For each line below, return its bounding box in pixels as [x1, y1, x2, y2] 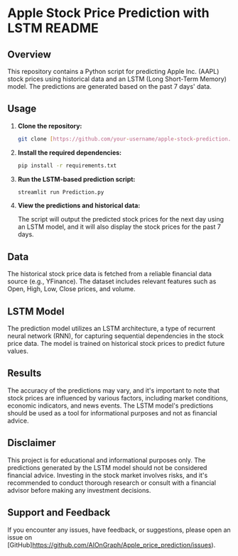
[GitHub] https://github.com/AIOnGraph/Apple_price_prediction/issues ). [7, 540, 216, 549]
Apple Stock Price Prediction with [7, 5, 210, 21]
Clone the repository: [17, 121, 82, 130]
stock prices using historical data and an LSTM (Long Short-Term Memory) [7, 75, 227, 83]
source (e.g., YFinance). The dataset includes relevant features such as [7, 277, 217, 285]
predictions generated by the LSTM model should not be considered [7, 463, 207, 471]
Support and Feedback [7, 506, 111, 519]
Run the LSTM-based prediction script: [17, 175, 136, 183]
